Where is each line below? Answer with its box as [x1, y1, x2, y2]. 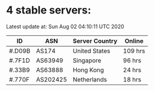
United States [73, 46, 110, 55]
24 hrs [123, 66, 142, 74]
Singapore [73, 56, 101, 65]
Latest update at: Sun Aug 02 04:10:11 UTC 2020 [6, 23, 124, 30]
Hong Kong [73, 66, 104, 74]
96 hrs [123, 56, 142, 65]
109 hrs [123, 46, 146, 55]
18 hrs [123, 75, 142, 83]
